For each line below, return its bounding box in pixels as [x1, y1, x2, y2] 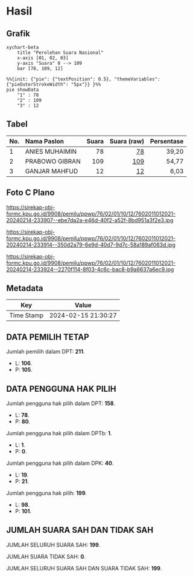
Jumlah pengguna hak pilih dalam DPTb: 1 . [6, 430, 112, 437]
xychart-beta [6, 44, 39, 50]
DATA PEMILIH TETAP [6, 332, 89, 342]
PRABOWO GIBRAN [25, 157, 81, 165]
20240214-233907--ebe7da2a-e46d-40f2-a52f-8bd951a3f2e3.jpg [6, 216, 174, 223]
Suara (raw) [109, 137, 145, 145]
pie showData [6, 87, 39, 93]
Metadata [6, 283, 43, 294]
